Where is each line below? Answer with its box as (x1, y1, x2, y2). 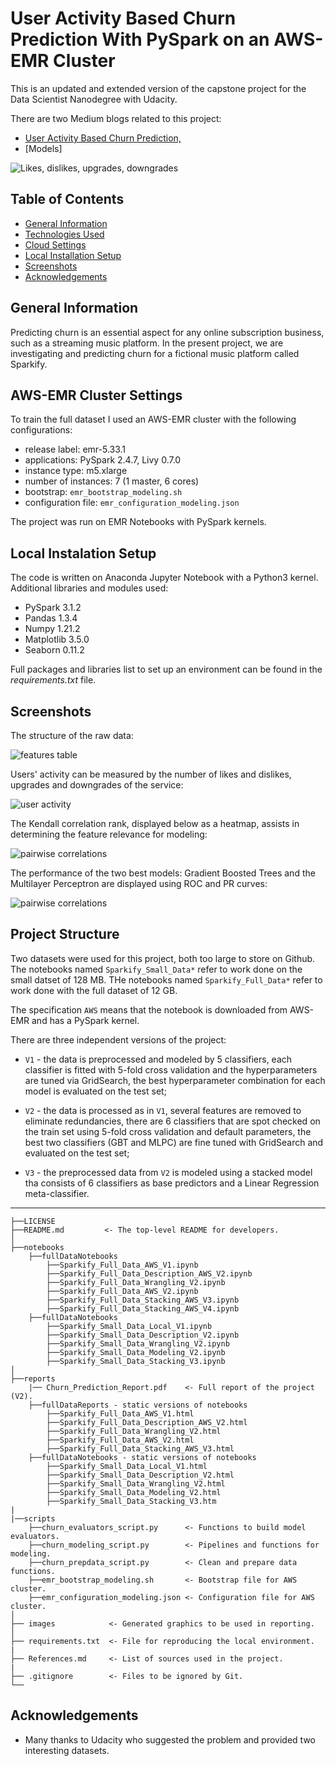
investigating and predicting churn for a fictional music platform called (10, 347, 300, 359)
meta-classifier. (24, 1187, 90, 1199)
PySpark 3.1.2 (24, 602, 82, 614)
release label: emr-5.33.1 (24, 443, 127, 456)
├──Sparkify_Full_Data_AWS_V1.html (46, 1408, 195, 1419)
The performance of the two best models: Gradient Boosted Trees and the (10, 867, 316, 879)
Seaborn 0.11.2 (24, 644, 85, 656)
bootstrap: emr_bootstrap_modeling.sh (24, 486, 183, 498)
